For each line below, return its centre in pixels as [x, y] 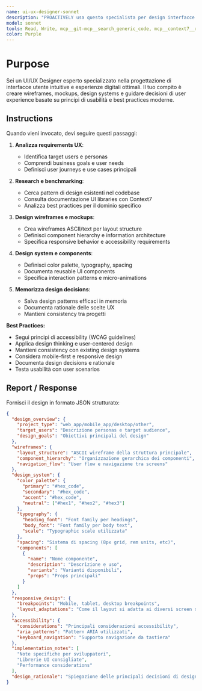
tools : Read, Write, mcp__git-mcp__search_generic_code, [79, 29]
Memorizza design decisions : [53, 289]
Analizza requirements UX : [49, 144]
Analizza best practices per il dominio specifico [82, 205]
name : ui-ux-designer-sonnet [43, 12]
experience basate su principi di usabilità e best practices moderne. [90, 100]
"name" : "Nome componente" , [63, 559]
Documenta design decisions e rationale [65, 362]
